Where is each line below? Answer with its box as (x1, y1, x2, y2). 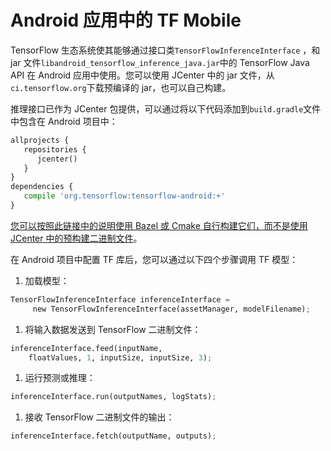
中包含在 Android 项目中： (10, 115, 118, 127)
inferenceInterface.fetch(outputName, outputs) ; (10, 431, 217, 441)
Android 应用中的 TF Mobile (10, 9, 242, 32)
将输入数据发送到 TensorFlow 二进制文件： (24, 323, 202, 335)
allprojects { (10, 135, 70, 145)
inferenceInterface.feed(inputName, (10, 343, 163, 353)
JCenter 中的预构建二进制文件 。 (10, 232, 143, 244)
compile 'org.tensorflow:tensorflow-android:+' (23, 191, 226, 201)
